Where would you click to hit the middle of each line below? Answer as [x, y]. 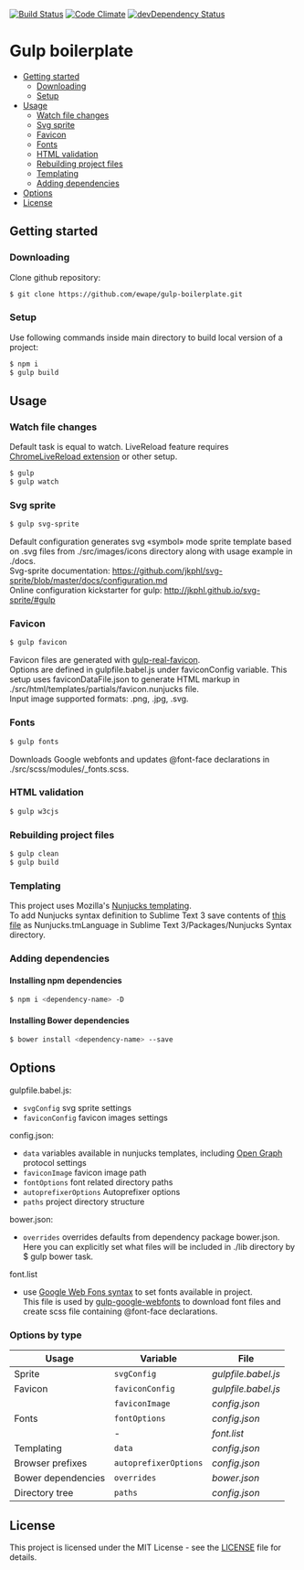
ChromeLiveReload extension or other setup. [94, 456]
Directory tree [44, 1493]
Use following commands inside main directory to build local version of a [146, 337]
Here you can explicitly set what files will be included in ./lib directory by [158, 1246]
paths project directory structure [84, 1202]
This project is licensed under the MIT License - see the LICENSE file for [145, 1548]
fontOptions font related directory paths [98, 1182]
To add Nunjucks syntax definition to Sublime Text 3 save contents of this [147, 915]
